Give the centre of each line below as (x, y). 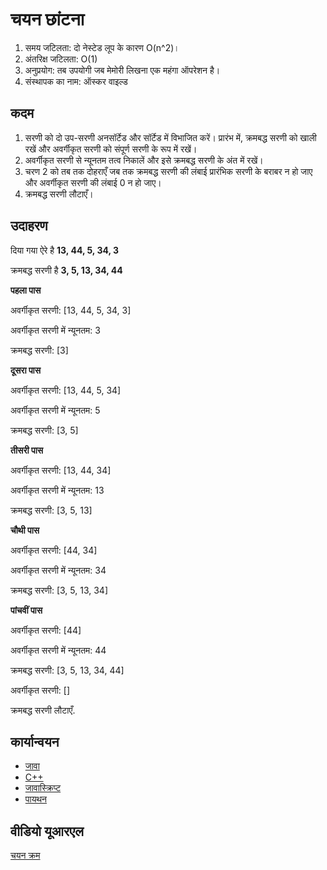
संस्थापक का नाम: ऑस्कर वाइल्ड (76, 81)
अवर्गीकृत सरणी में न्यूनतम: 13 (57, 490)
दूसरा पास (26, 370)
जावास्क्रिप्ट (43, 788)
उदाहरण (29, 226)
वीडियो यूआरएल (47, 831)
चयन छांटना (47, 19)
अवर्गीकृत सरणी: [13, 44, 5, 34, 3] (71, 310)
